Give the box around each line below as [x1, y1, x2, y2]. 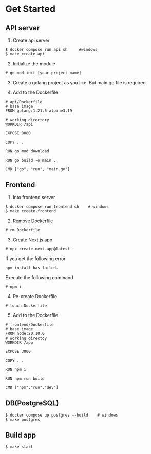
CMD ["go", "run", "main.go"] [5, 167, 70, 172]
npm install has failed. [5, 265, 59, 270]
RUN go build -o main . [5, 157, 56, 163]
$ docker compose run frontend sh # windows [5, 204, 109, 209]
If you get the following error [5, 255, 66, 262]
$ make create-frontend [5, 208, 56, 213]
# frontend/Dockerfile [5, 322, 54, 327]
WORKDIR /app [5, 340, 33, 345]
